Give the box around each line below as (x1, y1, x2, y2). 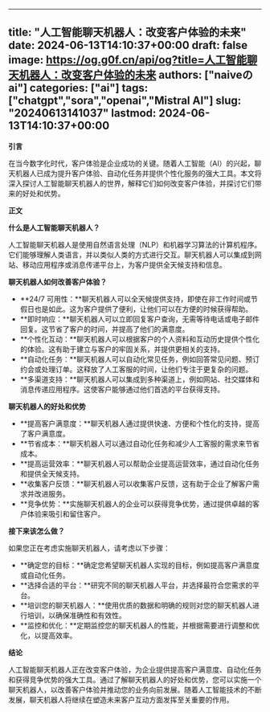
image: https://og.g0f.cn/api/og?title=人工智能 (8, 53, 247, 67)
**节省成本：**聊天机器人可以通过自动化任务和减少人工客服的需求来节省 (19, 439, 260, 448)
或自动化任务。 (19, 570, 70, 579)
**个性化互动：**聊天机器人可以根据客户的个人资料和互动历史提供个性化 (19, 334, 260, 344)
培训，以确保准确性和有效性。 (27, 610, 126, 620)
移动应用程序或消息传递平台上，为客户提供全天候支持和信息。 (22, 260, 227, 269)
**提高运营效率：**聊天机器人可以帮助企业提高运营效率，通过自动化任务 (19, 459, 260, 469)
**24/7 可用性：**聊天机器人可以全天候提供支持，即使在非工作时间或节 (19, 294, 259, 304)
